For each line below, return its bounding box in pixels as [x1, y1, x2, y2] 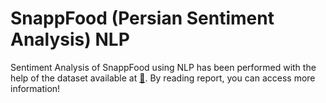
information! [10, 82, 61, 94]
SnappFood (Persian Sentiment [10, 7, 275, 30]
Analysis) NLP [10, 28, 130, 51]
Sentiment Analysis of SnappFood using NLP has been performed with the [10, 61, 317, 73]
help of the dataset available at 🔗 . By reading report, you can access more [10, 72, 316, 84]
